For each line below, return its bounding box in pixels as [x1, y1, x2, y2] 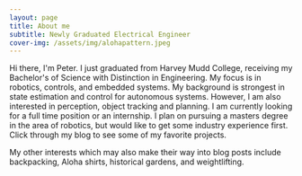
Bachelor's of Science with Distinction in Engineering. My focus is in [9, 73, 262, 84]
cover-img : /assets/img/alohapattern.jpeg [9, 38, 171, 48]
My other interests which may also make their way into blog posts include [9, 147, 281, 158]
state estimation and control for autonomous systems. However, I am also [9, 92, 281, 102]
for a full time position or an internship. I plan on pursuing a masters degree [9, 110, 289, 121]
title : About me [9, 22, 70, 31]
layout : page [9, 13, 58, 22]
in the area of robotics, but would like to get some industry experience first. [9, 120, 289, 131]
